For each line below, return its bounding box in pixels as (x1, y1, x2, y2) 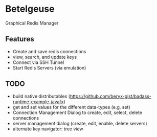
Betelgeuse (5, 3, 55, 15)
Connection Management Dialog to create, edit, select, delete (12, 109, 142, 116)
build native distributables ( (12, 93, 71, 99)
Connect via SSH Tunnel (12, 59, 64, 65)
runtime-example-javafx (12, 98, 64, 105)
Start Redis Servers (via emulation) (12, 64, 86, 71)
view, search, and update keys (12, 54, 77, 60)
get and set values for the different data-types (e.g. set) (12, 104, 130, 110)
